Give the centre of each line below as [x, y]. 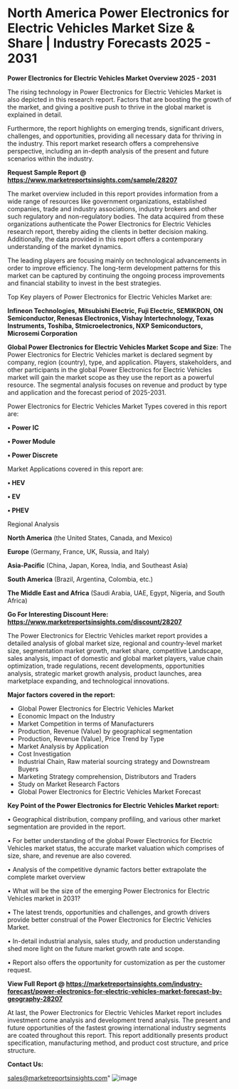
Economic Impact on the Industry [66, 716]
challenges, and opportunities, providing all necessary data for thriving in [115, 136]
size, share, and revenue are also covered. [69, 856]
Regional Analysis [33, 524]
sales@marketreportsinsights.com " [59, 1078]
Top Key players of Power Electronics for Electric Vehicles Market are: [110, 297]
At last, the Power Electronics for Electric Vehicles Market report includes [115, 1012]
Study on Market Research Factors [68, 784]
